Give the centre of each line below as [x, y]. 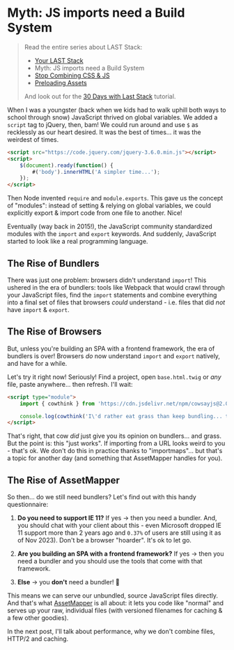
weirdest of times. [33, 139]
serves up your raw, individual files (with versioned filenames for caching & [115, 611]
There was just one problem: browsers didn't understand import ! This [107, 280]
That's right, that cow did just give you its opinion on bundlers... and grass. [114, 436]
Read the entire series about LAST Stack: [83, 47]
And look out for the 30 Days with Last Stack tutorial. [100, 96]
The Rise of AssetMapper [64, 480]
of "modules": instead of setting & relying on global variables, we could [109, 206]
